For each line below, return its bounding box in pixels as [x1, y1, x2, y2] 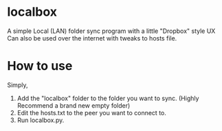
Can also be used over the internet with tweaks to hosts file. [7, 34, 177, 42]
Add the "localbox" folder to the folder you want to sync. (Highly [16, 94, 199, 102]
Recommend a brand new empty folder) [16, 101, 131, 110]
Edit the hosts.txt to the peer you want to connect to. [16, 108, 167, 117]
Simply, [7, 80, 28, 89]
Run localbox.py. [16, 116, 65, 124]
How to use [7, 58, 73, 74]
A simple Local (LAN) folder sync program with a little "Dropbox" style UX [7, 27, 216, 35]
